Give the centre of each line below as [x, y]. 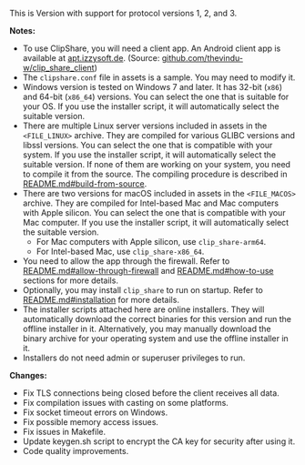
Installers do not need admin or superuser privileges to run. [134, 358]
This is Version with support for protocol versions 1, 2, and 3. [123, 13]
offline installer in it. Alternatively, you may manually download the [147, 329]
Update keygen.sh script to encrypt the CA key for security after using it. [159, 441]
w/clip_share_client [58, 68]
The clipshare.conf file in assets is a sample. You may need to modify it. [159, 77]
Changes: [28, 375]
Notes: [23, 30]
